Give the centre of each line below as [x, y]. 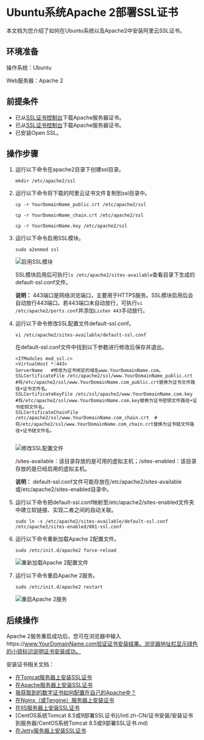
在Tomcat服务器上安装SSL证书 [54, 677]
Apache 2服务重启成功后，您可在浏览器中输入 [64, 636]
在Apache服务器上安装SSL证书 [54, 685]
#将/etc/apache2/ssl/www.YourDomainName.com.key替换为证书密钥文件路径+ [104, 401]
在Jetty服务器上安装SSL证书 [51, 731]
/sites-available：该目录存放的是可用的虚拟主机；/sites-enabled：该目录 [106, 461]
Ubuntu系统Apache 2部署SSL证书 [92, 13]
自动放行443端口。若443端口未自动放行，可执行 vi [79, 303]
